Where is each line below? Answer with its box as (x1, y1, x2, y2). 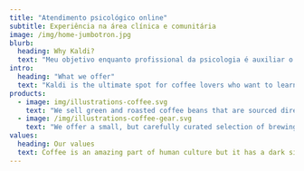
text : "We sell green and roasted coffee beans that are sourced (25, 106, 278, 115)
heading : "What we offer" (17, 72, 116, 81)
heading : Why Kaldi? (17, 47, 95, 56)
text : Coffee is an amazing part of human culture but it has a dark (17, 147, 285, 157)
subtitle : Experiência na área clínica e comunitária (9, 22, 217, 31)
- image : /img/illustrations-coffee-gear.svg (17, 114, 193, 123)
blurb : (9, 38, 34, 48)
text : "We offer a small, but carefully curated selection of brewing (25, 123, 298, 132)
